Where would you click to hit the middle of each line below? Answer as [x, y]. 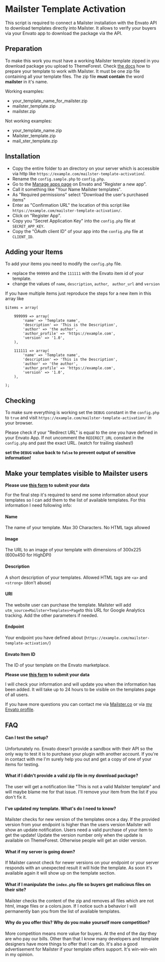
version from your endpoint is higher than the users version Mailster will [78, 825]
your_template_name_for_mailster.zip [50, 101]
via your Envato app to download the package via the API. [64, 33]
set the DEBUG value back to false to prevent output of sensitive [70, 453]
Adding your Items [34, 252]
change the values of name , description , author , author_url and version [86, 284]
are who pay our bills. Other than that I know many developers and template [82, 938]
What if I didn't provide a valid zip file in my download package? [72, 775]
